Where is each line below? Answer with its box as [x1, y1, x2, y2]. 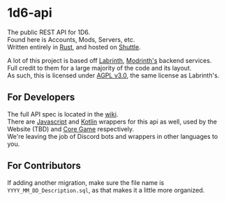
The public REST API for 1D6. [7, 28, 91, 36]
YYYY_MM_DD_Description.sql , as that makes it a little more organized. [7, 186, 205, 194]
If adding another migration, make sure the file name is [7, 178, 165, 186]
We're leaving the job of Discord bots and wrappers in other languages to [7, 132, 218, 140]
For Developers [7, 91, 75, 103]
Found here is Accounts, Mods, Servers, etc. [7, 35, 135, 43]
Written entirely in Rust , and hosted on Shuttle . [7, 43, 141, 51]
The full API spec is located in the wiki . [7, 110, 119, 118]
